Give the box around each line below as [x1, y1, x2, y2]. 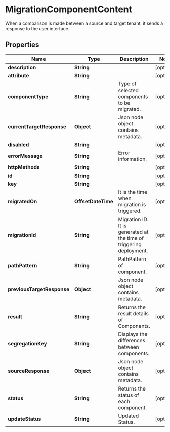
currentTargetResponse [8, 123, 67, 130]
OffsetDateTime [74, 198, 114, 205]
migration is [118, 201, 146, 208]
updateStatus [8, 415, 41, 422]
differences [118, 337, 146, 344]
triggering [118, 241, 142, 248]
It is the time [118, 188, 148, 195]
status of [118, 391, 139, 398]
